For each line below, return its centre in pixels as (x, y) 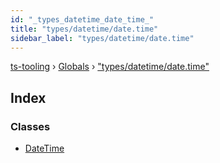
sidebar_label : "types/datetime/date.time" (102, 38)
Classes (30, 126)
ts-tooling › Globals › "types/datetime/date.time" (110, 67)
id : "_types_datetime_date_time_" (82, 19)
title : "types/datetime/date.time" (84, 29)
